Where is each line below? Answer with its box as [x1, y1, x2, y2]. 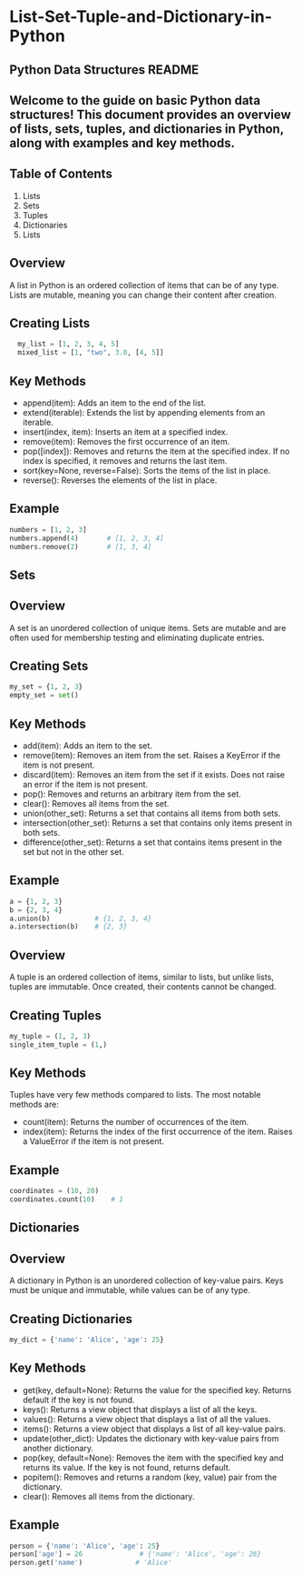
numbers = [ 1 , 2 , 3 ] [9, 525, 88, 534]
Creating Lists [9, 316, 91, 331]
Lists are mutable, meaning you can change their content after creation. [9, 289, 277, 300]
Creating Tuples [9, 1008, 102, 1023]
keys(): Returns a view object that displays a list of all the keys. [22, 1403, 258, 1415]
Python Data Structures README [9, 62, 200, 77]
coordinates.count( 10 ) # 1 [9, 1195, 124, 1204]
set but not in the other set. [22, 846, 124, 857]
